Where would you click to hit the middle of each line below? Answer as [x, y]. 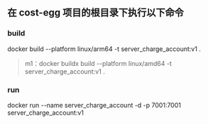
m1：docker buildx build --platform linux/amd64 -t [98, 63]
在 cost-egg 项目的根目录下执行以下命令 [96, 13]
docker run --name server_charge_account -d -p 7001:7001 [94, 105]
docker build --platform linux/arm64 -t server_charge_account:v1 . [104, 49]
